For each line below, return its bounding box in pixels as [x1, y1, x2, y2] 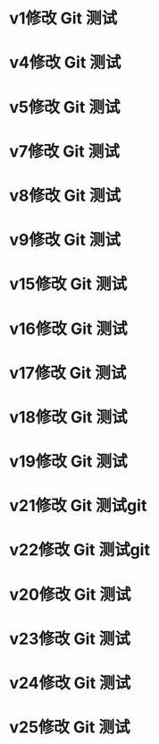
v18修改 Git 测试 [9, 406, 128, 427]
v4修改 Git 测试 [9, 53, 121, 73]
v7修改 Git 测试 [9, 141, 121, 161]
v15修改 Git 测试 [9, 274, 128, 295]
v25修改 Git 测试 [9, 717, 130, 738]
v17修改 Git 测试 [9, 363, 127, 383]
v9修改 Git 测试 [9, 230, 121, 251]
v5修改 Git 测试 [9, 97, 121, 117]
